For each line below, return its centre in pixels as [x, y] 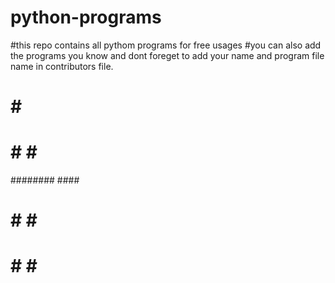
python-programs [86, 17]
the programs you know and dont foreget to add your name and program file [167, 55]
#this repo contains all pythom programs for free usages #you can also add [166, 45]
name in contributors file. [62, 66]
